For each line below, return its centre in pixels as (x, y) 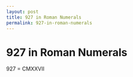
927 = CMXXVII (25, 69)
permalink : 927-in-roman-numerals (49, 23)
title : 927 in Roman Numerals (44, 17)
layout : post (22, 12)
